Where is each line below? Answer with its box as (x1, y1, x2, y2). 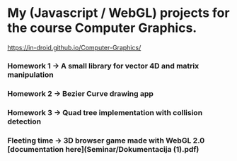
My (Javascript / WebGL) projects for (7, 5, 230, 21)
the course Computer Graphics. (7, 20, 197, 36)
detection (7, 117, 41, 126)
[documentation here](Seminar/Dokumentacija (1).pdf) (7, 144, 200, 154)
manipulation (7, 69, 54, 79)
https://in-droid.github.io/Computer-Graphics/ (7, 43, 141, 52)
